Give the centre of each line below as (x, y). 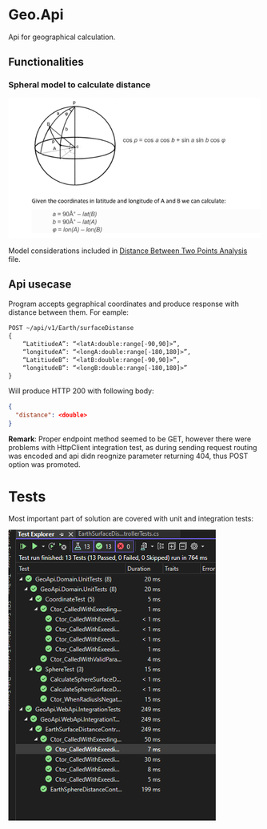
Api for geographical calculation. (62, 37)
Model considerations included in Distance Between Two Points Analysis (128, 251)
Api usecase (40, 285)
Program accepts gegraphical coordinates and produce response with (124, 304)
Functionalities (46, 62)
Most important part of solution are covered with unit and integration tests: (131, 519)
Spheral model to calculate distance (80, 85)
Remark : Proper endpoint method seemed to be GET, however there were (130, 439)
